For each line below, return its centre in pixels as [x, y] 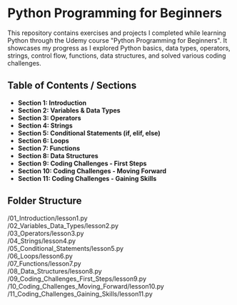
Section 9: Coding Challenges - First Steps [82, 163]
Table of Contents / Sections [72, 86]
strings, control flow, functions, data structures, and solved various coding [117, 56]
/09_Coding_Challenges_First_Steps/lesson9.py [77, 279]
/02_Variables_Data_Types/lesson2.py [63, 225]
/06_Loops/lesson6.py [40, 256]
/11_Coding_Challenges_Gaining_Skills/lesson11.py [80, 294]
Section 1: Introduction [52, 103]
